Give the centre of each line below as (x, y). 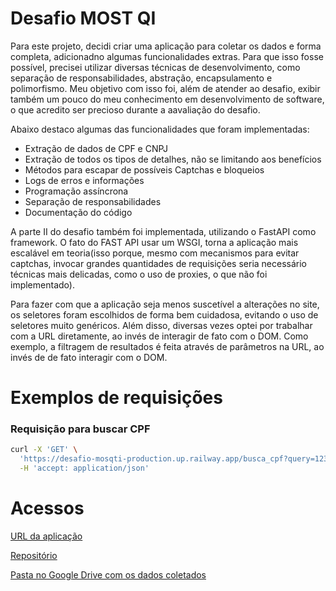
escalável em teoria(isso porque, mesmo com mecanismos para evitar (155, 253)
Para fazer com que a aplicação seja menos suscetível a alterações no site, (165, 304)
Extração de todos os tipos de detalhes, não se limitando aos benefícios (173, 159)
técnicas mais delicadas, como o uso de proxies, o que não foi (139, 274)
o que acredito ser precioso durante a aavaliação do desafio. (135, 109)
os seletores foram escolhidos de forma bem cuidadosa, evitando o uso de (164, 314)
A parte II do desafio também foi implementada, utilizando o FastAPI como (163, 231)
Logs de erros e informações (84, 180)
